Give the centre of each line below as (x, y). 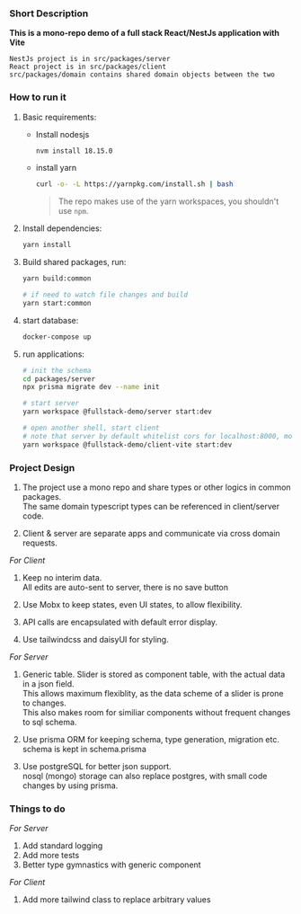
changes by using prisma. (70, 785)
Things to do (37, 809)
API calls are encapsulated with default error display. (120, 622)
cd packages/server (59, 379)
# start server (51, 404)
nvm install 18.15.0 (74, 151)
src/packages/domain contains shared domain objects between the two (142, 75)
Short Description (49, 13)
